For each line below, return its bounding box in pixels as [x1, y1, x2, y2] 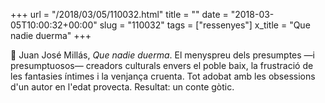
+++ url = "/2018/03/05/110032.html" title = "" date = [10, 9, 229, 20]
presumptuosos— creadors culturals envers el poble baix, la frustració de [10, 60, 314, 71]
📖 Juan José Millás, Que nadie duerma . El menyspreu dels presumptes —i [10, 49, 316, 61]
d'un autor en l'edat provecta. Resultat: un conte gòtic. [10, 81, 235, 93]
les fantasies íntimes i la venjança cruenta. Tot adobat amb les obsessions [10, 70, 316, 82]
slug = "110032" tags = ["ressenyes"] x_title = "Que [99, 19, 311, 31]
